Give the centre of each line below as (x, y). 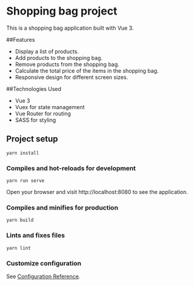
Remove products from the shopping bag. (67, 64)
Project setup (32, 139)
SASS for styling (35, 120)
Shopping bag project (62, 11)
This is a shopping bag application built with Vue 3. (70, 28)
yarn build (20, 220)
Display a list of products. (47, 51)
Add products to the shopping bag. (59, 58)
